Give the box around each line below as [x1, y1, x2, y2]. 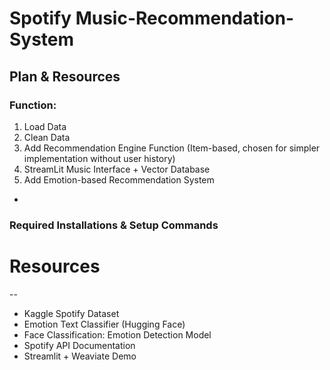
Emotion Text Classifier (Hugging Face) [23, 318, 186, 330]
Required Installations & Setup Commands [9, 218, 219, 232]
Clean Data [23, 131, 71, 143]
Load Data [23, 120, 67, 132]
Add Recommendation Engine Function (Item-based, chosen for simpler [23, 142, 321, 154]
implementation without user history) [23, 152, 176, 164]
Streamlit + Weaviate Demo [23, 350, 137, 362]
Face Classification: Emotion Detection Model [23, 328, 212, 341]
